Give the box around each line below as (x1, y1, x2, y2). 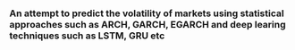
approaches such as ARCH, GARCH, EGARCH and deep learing (9, 18, 286, 30)
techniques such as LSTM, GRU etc (9, 29, 165, 42)
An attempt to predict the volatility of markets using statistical (9, 7, 284, 20)
